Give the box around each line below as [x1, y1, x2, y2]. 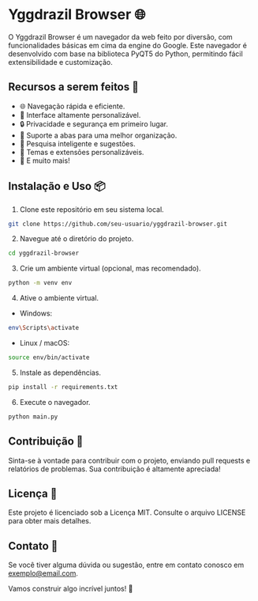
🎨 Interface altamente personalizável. [19, 110, 141, 119]
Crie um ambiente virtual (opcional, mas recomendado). [19, 263, 201, 274]
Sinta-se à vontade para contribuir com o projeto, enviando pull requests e [8, 455, 251, 465]
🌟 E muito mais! [19, 156, 70, 165]
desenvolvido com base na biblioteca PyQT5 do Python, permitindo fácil [8, 49, 243, 59]
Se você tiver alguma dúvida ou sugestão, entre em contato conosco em [8, 560, 245, 570]
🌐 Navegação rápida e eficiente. [19, 101, 125, 111]
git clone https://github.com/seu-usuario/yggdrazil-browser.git [8, 220, 227, 228]
